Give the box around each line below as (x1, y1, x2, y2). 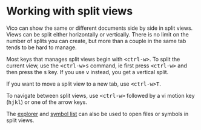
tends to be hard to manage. (6, 44, 77, 51)
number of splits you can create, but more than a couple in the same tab (6, 37, 186, 44)
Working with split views (6, 4, 133, 18)
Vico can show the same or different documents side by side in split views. (6, 24, 193, 32)
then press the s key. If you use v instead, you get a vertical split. (6, 68, 169, 75)
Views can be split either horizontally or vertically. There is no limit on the (6, 30, 189, 38)
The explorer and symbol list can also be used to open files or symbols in (6, 110, 189, 117)
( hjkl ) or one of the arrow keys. (6, 98, 88, 106)
